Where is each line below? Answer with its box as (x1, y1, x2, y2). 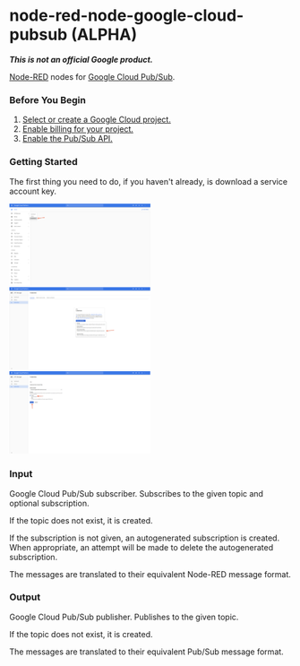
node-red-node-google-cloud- (9, 5, 244, 26)
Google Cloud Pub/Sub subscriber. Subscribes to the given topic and (9, 488, 264, 498)
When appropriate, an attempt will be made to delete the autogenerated (9, 541, 274, 552)
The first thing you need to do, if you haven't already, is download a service (9, 176, 288, 186)
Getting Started (9, 156, 78, 169)
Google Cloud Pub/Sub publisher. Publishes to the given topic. (9, 611, 239, 622)
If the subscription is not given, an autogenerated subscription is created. (9, 532, 280, 543)
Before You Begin (9, 93, 87, 106)
